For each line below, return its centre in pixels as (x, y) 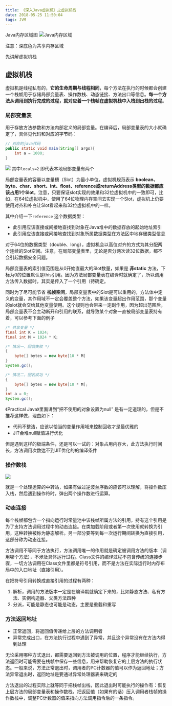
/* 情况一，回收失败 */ (28, 346)
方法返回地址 (21, 619)
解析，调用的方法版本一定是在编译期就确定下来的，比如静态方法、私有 (87, 591)
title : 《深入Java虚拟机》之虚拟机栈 (41, 10)
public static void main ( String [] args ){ (50, 149)
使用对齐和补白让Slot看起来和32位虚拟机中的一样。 (59, 205)
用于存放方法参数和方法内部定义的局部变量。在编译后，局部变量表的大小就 (84, 128)
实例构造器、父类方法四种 (49, 598)
